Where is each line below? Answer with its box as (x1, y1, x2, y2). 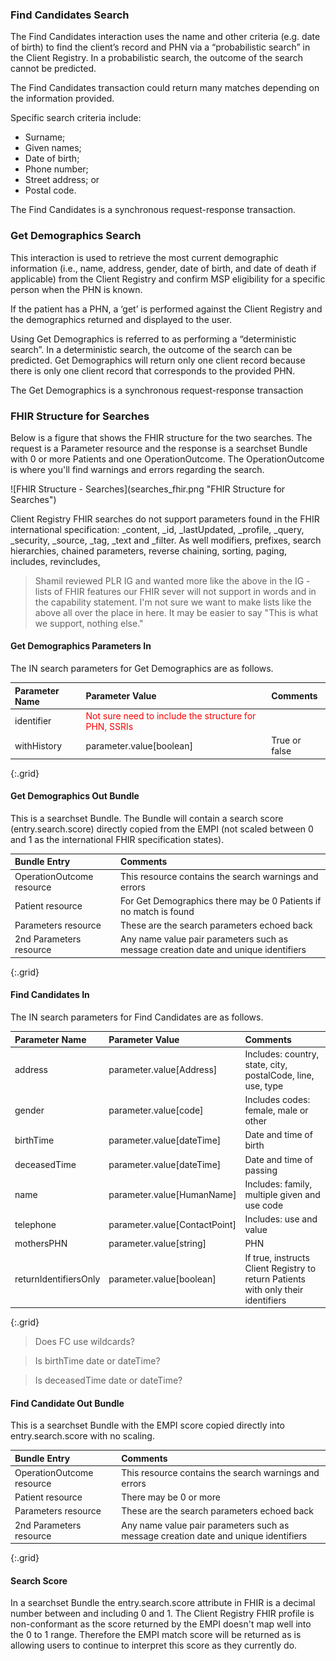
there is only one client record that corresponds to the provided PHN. (10, 364, 296, 377)
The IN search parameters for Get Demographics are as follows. (10, 663, 274, 675)
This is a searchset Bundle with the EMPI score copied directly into (10, 1419, 286, 1432)
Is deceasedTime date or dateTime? (34, 1374, 183, 1386)
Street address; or (24, 174, 100, 186)
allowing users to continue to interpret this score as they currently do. (10, 1639, 298, 1652)
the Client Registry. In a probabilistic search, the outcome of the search (10, 52, 303, 64)
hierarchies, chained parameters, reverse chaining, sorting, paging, (10, 544, 287, 557)
